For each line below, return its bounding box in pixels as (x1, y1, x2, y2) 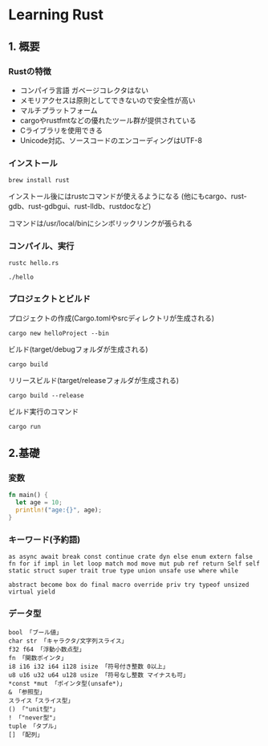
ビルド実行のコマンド (8, 406, 79, 416)
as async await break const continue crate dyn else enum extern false (8, 552, 253, 561)
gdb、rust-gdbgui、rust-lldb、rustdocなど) (8, 202, 152, 211)
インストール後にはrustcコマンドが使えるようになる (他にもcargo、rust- (8, 191, 247, 202)
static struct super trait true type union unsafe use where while (8, 567, 239, 575)
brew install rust (8, 177, 70, 185)
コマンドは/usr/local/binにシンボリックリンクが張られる (8, 218, 193, 228)
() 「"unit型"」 (8, 705, 59, 713)
